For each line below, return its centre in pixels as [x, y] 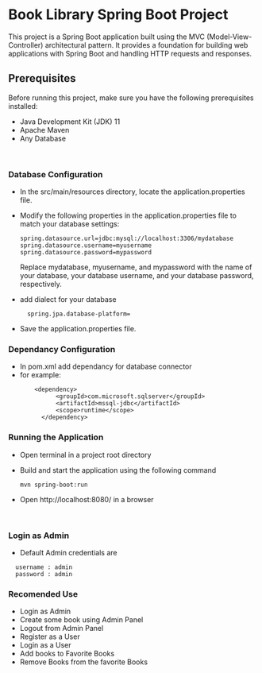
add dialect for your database [68, 300]
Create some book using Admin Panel [81, 620]
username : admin [44, 567]
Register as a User [50, 636]
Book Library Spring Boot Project [118, 15]
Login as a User [45, 645]
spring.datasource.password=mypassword [86, 253]
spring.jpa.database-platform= [79, 314]
